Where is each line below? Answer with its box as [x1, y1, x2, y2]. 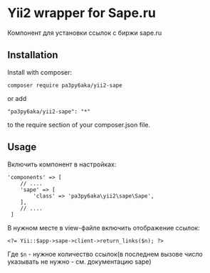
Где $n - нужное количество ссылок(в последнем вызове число [7, 250, 203, 258]
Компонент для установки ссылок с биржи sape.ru [7, 28, 162, 37]
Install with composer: [7, 68, 73, 76]
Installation [7, 49, 58, 61]
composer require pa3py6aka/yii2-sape [7, 82, 122, 89]
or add [7, 94, 27, 102]
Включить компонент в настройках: [7, 160, 117, 168]
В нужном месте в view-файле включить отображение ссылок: [7, 223, 201, 232]
